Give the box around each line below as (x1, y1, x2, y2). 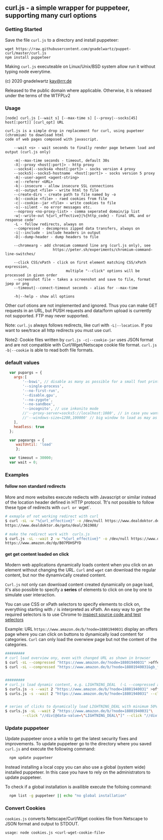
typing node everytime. (5, 68, 52, 74)
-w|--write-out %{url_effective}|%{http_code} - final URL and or (14, 213, 151, 218)
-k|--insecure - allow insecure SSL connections (14, 183, 114, 188)
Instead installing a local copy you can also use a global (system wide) (5, 764, 146, 770)
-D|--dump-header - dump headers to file (14, 234, 98, 239)
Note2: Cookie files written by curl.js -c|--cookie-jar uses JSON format (5, 337, 154, 343)
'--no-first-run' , (22, 388, 60, 393)
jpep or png (5, 281, 29, 286)
